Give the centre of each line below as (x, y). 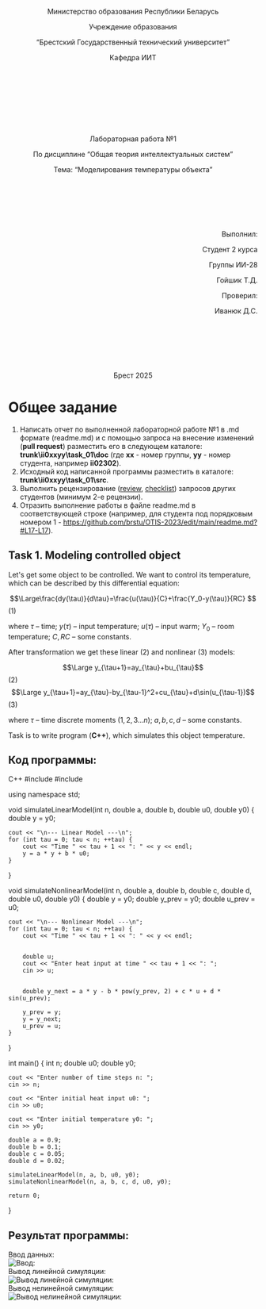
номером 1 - (40, 522)
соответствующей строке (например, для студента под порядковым (136, 513)
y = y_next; (42, 1019)
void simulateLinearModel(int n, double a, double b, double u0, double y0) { (131, 810)
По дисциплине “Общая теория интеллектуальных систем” (133, 154)
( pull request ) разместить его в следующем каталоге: (111, 446)
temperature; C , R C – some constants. (70, 636)
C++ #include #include (46, 779)
